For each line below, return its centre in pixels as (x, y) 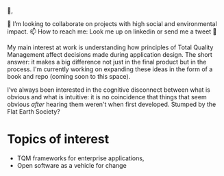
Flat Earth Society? (34, 112)
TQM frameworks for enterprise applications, (80, 158)
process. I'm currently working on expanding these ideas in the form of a (110, 69)
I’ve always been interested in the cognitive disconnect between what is (109, 90)
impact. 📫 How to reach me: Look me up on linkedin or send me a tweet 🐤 (112, 32)
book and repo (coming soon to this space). (69, 76)
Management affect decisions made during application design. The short (110, 54)
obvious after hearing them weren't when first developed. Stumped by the (112, 104)
